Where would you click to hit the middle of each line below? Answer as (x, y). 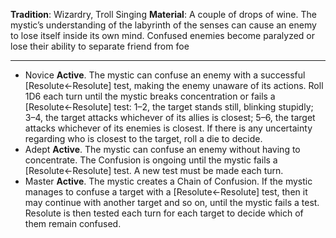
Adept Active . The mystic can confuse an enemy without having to (162, 149)
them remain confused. (73, 223)
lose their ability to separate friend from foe (100, 46)
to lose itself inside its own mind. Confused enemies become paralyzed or (163, 35)
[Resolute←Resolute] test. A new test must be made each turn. (154, 170)
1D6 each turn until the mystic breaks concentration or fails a (150, 96)
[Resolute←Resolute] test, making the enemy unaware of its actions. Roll (174, 85)
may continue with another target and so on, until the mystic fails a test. (172, 202)
